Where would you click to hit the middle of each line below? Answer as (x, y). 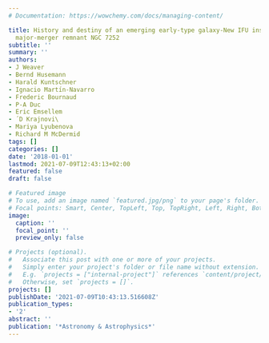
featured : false (35, 171)
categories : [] (34, 149)
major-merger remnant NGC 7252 (68, 38)
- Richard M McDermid (44, 134)
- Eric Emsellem (35, 112)
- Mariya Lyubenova (41, 127)
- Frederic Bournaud (43, 97)
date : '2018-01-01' (41, 157)
